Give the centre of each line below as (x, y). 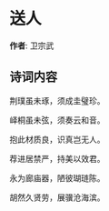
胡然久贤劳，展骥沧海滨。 (57, 197)
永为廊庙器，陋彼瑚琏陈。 (57, 177)
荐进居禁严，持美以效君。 (57, 158)
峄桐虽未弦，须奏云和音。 (57, 120)
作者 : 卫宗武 (32, 45)
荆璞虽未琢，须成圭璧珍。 (57, 100)
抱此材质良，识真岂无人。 (57, 139)
